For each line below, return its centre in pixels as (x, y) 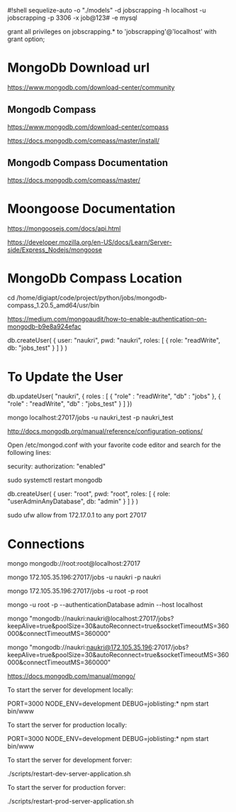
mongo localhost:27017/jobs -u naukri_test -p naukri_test (90, 417)
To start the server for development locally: (70, 690)
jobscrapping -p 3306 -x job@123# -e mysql (72, 18)
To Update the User (65, 377)
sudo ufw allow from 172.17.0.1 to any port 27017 (77, 515)
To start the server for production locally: (67, 725)
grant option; (26, 39)
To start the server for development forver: (70, 760)
